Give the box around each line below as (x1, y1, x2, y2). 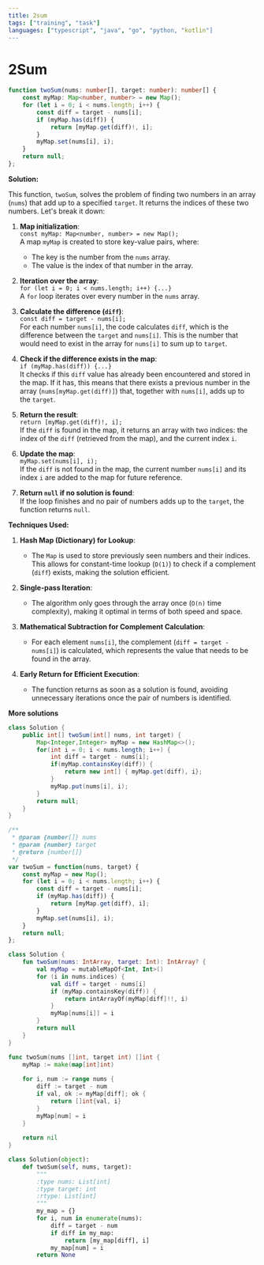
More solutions (8, 708, 59, 718)
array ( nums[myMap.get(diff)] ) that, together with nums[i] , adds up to (19, 386, 245, 395)
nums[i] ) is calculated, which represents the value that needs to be (31, 645, 249, 655)
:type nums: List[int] (36, 1177, 111, 1186)
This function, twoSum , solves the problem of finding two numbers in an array (8, 189, 256, 198)
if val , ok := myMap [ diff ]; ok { (36, 1090, 147, 1098)
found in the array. (31, 654, 91, 663)
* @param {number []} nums (11, 833, 97, 842)
